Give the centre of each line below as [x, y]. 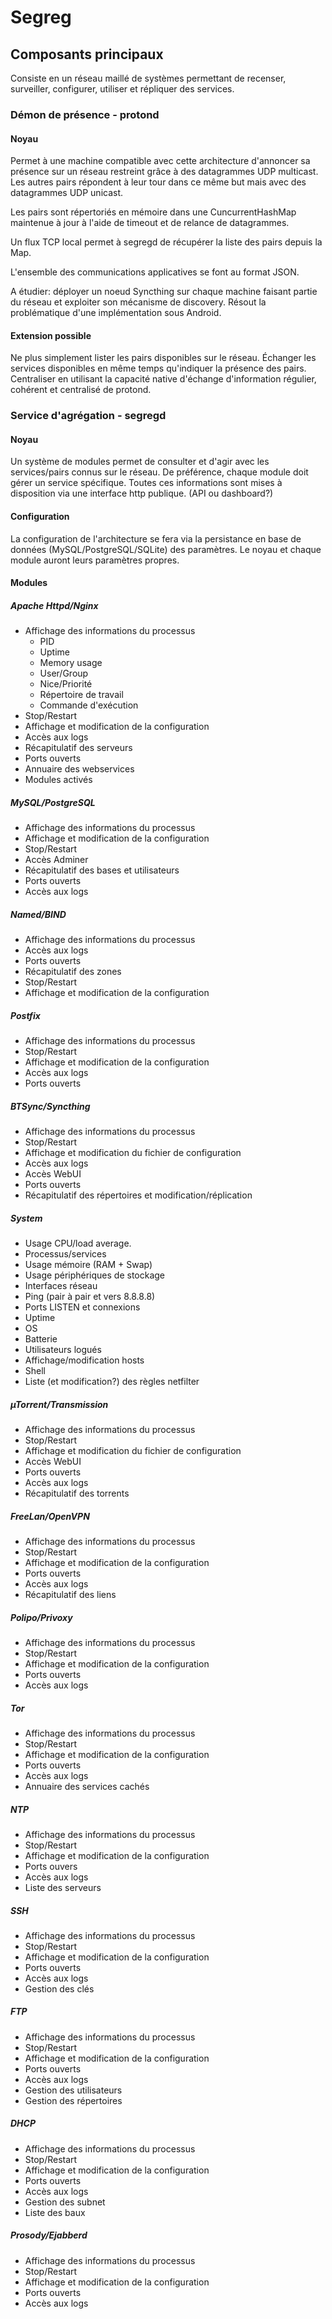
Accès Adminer [56, 860]
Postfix [25, 1015]
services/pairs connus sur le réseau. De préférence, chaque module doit [159, 472]
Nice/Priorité [66, 684]
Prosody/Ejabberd [49, 2235]
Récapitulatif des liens [70, 1594]
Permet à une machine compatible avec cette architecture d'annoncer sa [160, 161]
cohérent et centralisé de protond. [81, 390]
